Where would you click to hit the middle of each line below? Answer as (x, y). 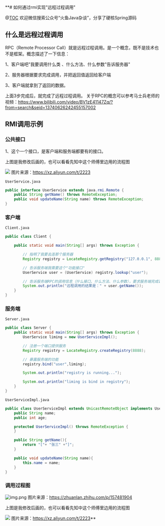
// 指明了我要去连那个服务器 (48, 255)
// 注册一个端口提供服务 (44, 346)
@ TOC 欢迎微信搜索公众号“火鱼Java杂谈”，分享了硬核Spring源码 (71, 18)
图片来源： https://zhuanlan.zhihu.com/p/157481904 (80, 497)
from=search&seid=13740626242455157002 (51, 107)
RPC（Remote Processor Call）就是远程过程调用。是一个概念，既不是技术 (80, 47)
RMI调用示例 (24, 124)
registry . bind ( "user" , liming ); (55, 364)
